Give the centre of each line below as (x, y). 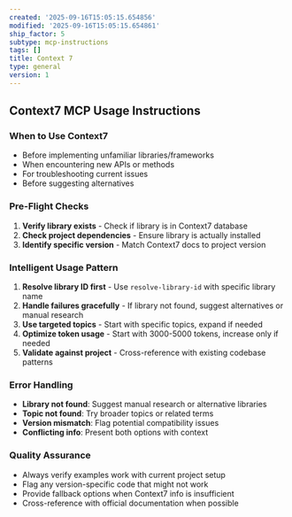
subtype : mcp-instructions (59, 42)
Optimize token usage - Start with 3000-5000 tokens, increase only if (150, 334)
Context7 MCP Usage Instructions (105, 111)
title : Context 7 (41, 58)
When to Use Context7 (59, 136)
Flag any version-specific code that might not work (115, 484)
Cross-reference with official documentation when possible (130, 503)
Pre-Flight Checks (49, 206)
